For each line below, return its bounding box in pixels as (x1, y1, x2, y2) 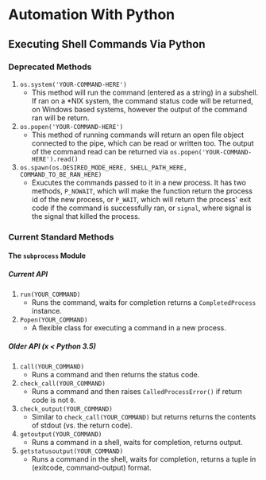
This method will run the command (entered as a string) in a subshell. (31, 88, 259, 97)
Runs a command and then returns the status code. (31, 370, 200, 380)
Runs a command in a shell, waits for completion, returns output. (31, 438, 243, 447)
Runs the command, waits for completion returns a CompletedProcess (31, 298, 256, 307)
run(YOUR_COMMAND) (19, 291, 81, 299)
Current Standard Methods (8, 231, 114, 242)
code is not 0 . (31, 396, 76, 405)
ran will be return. (31, 113, 90, 123)
